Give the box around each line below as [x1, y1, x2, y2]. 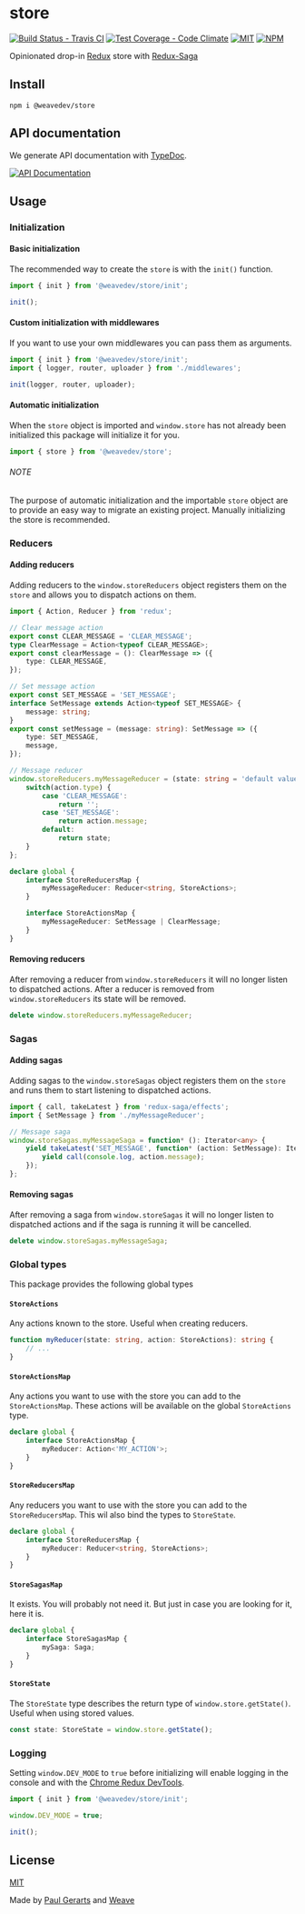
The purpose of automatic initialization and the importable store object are [9, 495, 289, 506]
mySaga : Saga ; [42, 1643, 95, 1652]
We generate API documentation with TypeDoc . [9, 149, 188, 161]
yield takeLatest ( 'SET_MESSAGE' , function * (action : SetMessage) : [25, 1144, 282, 1153]
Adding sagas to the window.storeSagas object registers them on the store [9, 1075, 286, 1086]
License [9, 1853, 55, 1869]
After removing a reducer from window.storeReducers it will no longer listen [9, 974, 289, 985]
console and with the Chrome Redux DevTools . [9, 1777, 184, 1789]
